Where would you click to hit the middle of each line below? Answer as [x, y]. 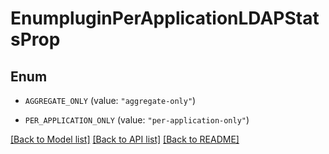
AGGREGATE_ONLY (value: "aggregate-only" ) [110, 100]
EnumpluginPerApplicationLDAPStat [165, 18]
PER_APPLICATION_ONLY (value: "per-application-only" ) [137, 120]
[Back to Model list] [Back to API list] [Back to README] [125, 139]
